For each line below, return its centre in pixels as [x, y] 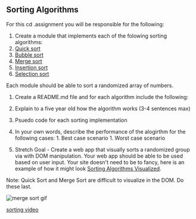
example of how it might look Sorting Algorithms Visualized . [88, 168]
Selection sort [32, 73]
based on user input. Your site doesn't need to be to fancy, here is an [99, 162]
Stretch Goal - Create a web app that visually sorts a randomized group [102, 149]
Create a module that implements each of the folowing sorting [91, 36]
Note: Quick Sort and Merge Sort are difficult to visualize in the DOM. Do [95, 180]
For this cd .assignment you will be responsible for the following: [85, 24]
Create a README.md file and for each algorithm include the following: [102, 97]
